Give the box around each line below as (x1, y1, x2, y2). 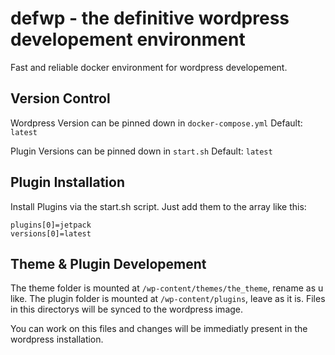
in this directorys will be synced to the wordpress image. (10, 303, 244, 316)
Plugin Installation (10, 174, 126, 191)
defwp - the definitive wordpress (10, 7, 290, 30)
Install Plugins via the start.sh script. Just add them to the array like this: (10, 200, 307, 212)
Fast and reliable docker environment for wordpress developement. (10, 61, 288, 73)
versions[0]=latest (10, 228, 92, 239)
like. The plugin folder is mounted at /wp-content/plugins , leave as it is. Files (10, 293, 326, 305)
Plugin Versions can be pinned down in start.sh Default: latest (10, 145, 273, 157)
